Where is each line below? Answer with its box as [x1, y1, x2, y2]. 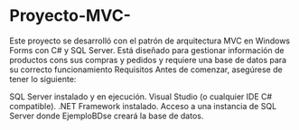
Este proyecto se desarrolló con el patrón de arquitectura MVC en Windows [9, 35, 291, 46]
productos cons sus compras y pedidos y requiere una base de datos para [9, 54, 287, 65]
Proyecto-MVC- [9, 5, 131, 26]
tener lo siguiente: [9, 73, 77, 84]
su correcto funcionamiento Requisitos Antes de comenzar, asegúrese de [9, 64, 283, 75]
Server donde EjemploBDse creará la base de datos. [9, 110, 204, 121]
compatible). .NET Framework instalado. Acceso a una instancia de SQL [9, 100, 277, 111]
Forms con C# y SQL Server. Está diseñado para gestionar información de [9, 44, 285, 55]
